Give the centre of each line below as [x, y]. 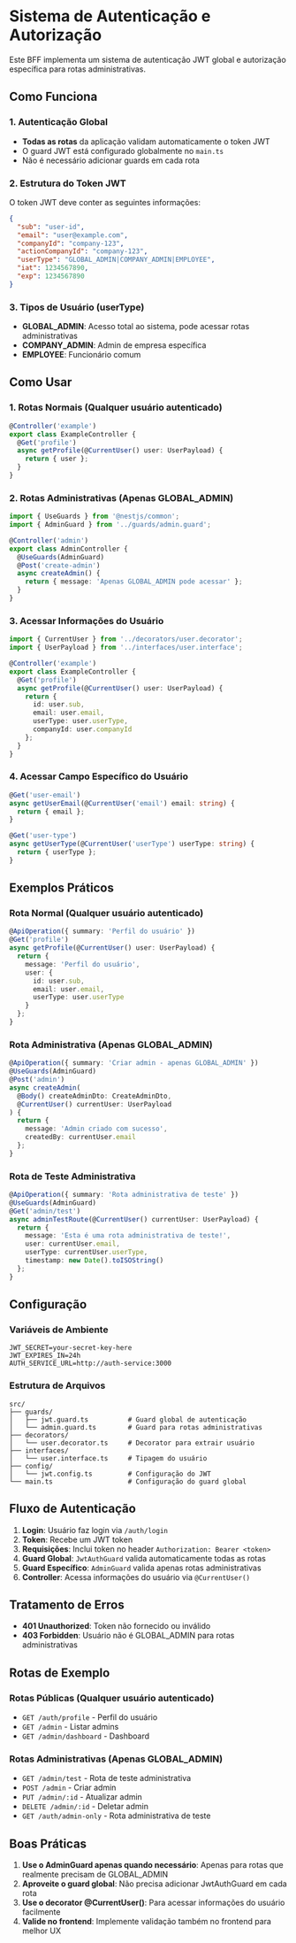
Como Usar [41, 382]
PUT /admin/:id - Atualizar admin [82, 1797]
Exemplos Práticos [62, 888]
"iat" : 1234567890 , [53, 268]
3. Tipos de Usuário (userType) [77, 307]
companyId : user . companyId [82, 729]
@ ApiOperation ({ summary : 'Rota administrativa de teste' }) [124, 1195]
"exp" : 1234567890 [51, 276]
